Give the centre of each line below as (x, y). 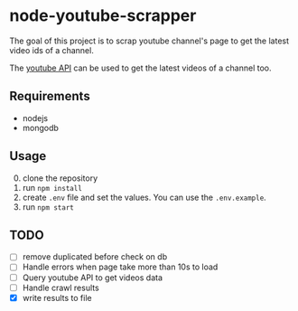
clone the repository (60, 178)
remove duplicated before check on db (95, 257)
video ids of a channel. (52, 50)
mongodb (40, 127)
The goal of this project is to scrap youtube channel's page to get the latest (149, 41)
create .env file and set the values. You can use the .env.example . (144, 197)
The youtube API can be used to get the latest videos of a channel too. (140, 68)
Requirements (50, 96)
